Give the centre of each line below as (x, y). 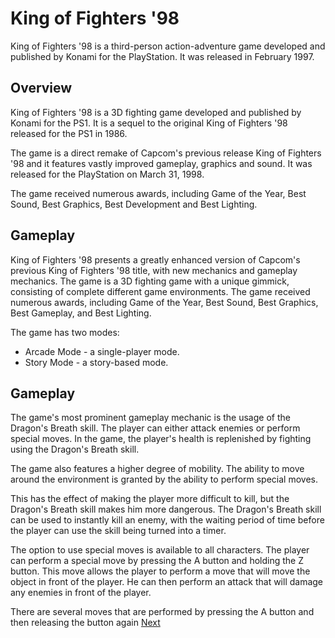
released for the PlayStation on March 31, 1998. (107, 174)
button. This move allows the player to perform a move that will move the (160, 571)
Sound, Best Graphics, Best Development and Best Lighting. (134, 204)
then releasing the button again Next (85, 623)
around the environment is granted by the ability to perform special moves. (164, 479)
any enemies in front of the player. (81, 593)
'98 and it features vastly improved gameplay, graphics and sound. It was (161, 163)
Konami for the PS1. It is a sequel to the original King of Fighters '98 (149, 123)
